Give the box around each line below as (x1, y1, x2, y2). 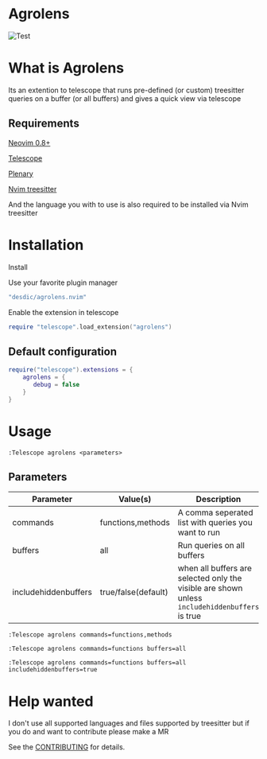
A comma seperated (177, 507, 253, 518)
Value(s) (118, 494, 152, 505)
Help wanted (8, 692, 94, 710)
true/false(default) (99, 586, 168, 597)
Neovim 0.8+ (8, 138, 51, 147)
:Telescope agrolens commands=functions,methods (8, 631, 172, 639)
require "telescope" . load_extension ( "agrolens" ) (8, 323, 172, 331)
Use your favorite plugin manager (8, 278, 118, 287)
